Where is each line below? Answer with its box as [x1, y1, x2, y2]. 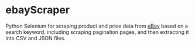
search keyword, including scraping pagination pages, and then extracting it [5, 28, 189, 35]
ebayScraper [5, 3, 70, 17]
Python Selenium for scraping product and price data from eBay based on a [5, 22, 189, 29]
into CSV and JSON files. [5, 34, 66, 41]
